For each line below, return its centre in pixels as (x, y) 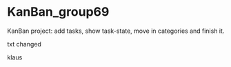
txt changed (24, 44)
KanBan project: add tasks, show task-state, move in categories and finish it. (116, 31)
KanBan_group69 (58, 12)
